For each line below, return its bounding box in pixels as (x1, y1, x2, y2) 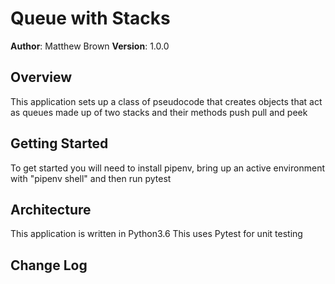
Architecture (10, 201, 92, 218)
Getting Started (10, 135, 109, 152)
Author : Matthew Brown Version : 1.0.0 (10, 40, 170, 52)
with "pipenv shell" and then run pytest (10, 172, 172, 184)
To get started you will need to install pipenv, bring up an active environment (10, 162, 325, 174)
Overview (10, 69, 73, 86)
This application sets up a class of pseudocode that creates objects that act (10, 95, 323, 107)
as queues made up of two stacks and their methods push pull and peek (10, 106, 308, 118)
